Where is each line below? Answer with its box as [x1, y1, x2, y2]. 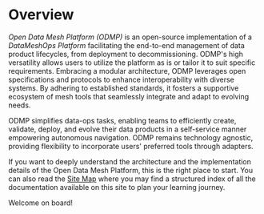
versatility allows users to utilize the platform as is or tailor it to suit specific [8, 58, 256, 67]
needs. [8, 100, 31, 110]
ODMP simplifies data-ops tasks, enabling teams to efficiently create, [8, 115, 237, 125]
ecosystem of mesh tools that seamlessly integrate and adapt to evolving [8, 91, 250, 101]
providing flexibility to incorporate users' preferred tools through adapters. [8, 141, 254, 151]
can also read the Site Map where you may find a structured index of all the [8, 174, 256, 184]
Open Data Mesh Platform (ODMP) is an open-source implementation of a [8, 32, 252, 42]
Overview [8, 6, 74, 24]
